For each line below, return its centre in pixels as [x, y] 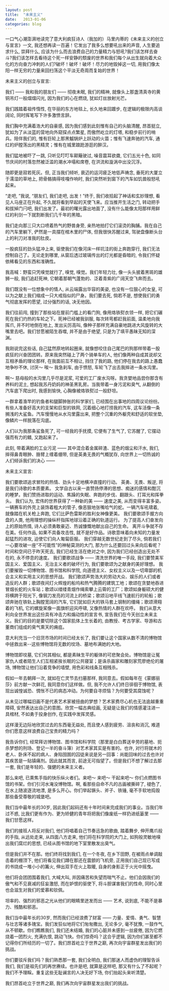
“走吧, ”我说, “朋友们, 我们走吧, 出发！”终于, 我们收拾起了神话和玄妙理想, [80, 196]
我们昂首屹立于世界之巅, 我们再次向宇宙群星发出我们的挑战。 [68, 983]
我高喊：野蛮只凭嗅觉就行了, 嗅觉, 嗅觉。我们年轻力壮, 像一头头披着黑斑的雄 [84, 272]
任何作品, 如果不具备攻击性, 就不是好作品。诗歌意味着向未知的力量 [87, 533]
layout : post [19, 10]
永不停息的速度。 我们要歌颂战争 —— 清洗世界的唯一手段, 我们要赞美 [88, 558]
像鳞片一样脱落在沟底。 [29, 420]
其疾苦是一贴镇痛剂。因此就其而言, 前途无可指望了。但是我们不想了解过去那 [83, 761]
